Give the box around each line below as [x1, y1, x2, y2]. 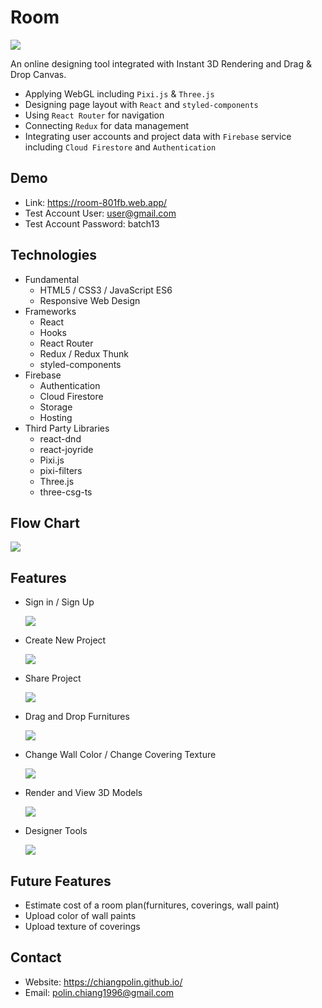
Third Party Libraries [24, 422, 110, 434]
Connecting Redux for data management [24, 119, 190, 131]
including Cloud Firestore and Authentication [24, 141, 217, 153]
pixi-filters [39, 464, 83, 476]
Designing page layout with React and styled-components [24, 98, 259, 110]
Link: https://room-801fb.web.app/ [24, 196, 168, 208]
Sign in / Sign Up [24, 596, 95, 608]
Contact [10, 949, 62, 966]
